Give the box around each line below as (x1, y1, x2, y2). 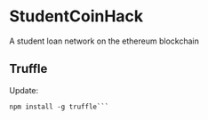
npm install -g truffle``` (9, 102, 109, 111)
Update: (9, 84, 39, 95)
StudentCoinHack (9, 6, 144, 27)
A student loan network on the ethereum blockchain (9, 36, 200, 46)
